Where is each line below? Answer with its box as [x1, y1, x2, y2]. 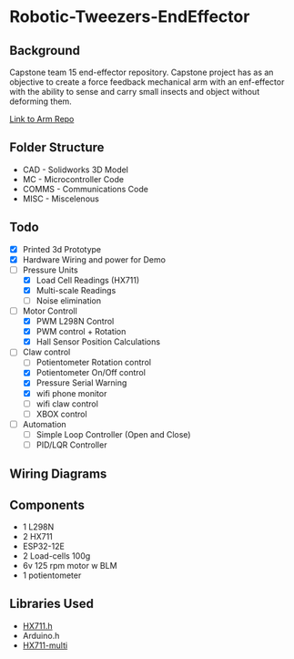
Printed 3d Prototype [22, 243, 102, 254]
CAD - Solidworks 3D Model [22, 164, 129, 175]
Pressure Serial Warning [35, 377, 127, 388]
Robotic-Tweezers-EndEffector [9, 6, 250, 27]
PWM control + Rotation [35, 326, 127, 337]
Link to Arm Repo [9, 114, 75, 124]
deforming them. [9, 96, 73, 107]
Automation [22, 418, 66, 429]
